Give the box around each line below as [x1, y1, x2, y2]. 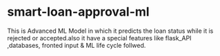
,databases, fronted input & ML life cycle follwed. [7, 41, 146, 49]
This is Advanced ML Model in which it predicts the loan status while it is [7, 27, 214, 35]
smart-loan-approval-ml [7, 4, 150, 20]
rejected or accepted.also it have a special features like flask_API [7, 33, 192, 42]
